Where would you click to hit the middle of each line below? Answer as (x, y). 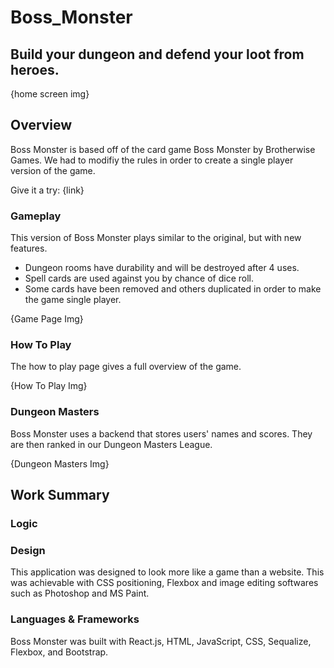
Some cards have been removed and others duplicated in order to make (173, 289)
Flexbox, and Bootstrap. (59, 652)
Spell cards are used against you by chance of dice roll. (139, 278)
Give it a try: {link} (47, 190)
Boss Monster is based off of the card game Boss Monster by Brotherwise (163, 149)
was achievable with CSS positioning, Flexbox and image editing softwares (164, 583)
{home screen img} (50, 94)
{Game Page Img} (47, 319)
